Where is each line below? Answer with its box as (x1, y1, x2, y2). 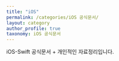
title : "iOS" (6, 8, 39, 15)
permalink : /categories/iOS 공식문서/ (6, 14, 99, 20)
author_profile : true (6, 25, 61, 32)
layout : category (6, 20, 50, 26)
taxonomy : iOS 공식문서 (6, 31, 62, 37)
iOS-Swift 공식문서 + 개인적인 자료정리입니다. (6, 48, 114, 56)
